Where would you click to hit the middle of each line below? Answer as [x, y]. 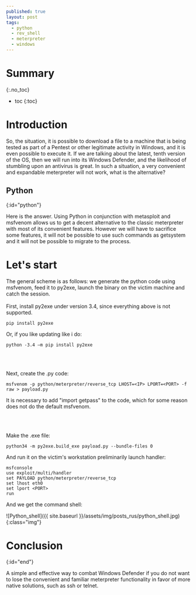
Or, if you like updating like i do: [44, 334]
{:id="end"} [20, 562]
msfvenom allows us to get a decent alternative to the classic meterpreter [95, 222]
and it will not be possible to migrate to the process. [68, 241]
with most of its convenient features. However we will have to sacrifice [91, 228]
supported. [19, 312]
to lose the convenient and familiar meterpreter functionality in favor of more [98, 580]
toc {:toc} [26, 101]
